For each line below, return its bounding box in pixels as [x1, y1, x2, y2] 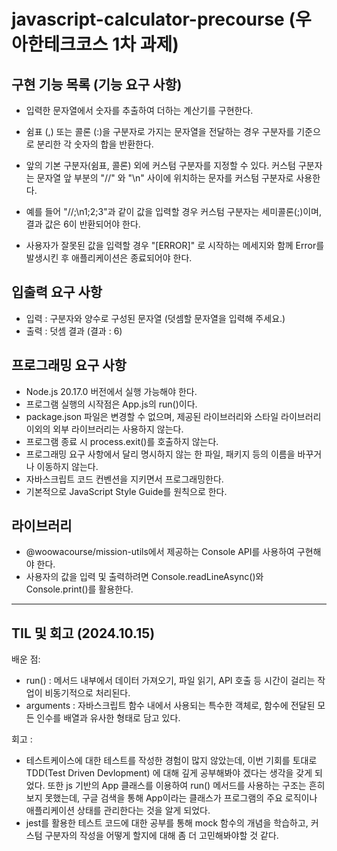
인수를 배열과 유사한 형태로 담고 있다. [36, 712, 181, 724]
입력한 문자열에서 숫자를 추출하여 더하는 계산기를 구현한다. [25, 105, 254, 116]
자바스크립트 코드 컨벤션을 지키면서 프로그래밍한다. [25, 473, 224, 485]
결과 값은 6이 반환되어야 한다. [25, 218, 141, 230]
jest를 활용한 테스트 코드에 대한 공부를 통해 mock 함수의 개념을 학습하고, [25, 817, 309, 829]
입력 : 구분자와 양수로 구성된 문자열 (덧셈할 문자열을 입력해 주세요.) [25, 312, 286, 324]
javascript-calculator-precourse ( [11, 8, 296, 31]
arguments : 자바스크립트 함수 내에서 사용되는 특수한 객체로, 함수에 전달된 [25, 700, 316, 712]
